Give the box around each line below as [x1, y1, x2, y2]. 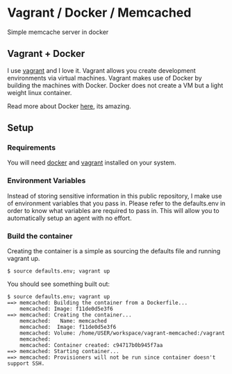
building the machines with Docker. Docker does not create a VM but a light [7, 81, 224, 90]
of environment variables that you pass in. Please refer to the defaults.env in [7, 199, 226, 207]
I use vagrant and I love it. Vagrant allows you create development [7, 66, 196, 74]
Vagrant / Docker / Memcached [7, 5, 192, 21]
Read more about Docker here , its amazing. [7, 102, 131, 110]
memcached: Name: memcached [19, 318, 108, 325]
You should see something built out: [7, 280, 110, 289]
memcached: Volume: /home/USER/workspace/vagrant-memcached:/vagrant [19, 330, 226, 337]
